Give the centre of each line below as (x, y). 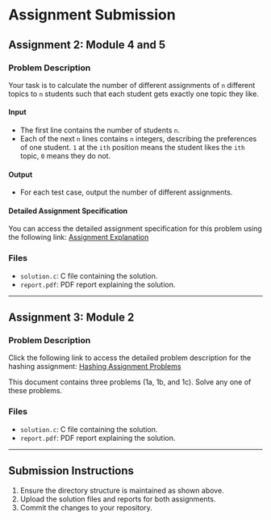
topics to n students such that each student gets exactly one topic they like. (134, 94)
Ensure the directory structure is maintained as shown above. (122, 490)
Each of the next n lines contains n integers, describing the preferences (138, 139)
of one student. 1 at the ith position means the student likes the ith (132, 148)
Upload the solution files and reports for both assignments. (118, 499)
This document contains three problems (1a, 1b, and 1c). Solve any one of (130, 382)
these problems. (35, 391)
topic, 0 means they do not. (65, 156)
